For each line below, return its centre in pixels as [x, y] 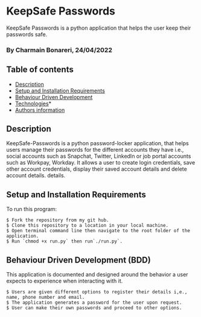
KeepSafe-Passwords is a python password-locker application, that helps [97, 143]
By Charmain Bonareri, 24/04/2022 [59, 50]
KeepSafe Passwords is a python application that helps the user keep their [99, 28]
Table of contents [40, 70]
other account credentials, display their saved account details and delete [97, 169]
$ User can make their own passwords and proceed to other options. [94, 308]
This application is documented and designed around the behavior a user [97, 275]
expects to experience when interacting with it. [65, 281]
